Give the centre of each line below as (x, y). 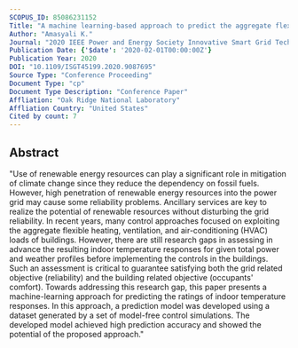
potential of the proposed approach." (77, 334)
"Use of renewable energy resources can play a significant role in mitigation (148, 173)
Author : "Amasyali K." (51, 34)
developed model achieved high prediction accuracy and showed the (135, 324)
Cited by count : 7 (43, 116)
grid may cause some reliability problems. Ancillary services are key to (138, 202)
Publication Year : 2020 (53, 59)
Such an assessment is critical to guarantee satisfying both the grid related (146, 268)
